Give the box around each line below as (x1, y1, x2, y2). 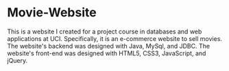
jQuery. (7, 56, 28, 64)
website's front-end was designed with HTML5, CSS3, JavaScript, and (7, 49, 206, 57)
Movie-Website (7, 5, 97, 20)
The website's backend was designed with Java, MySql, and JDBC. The (7, 42, 210, 50)
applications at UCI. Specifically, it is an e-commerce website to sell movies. (7, 34, 223, 42)
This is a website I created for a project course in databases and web (7, 27, 202, 35)
